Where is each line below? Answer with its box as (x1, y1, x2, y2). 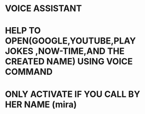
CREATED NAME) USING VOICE (5, 56, 133, 67)
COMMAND (5, 66, 53, 78)
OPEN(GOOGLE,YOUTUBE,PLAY (5, 35, 136, 47)
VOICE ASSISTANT (5, 3, 82, 14)
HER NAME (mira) (5, 99, 77, 110)
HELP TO (5, 25, 41, 36)
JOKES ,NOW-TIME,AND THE (5, 46, 125, 57)
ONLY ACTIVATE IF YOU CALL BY (5, 88, 140, 99)
